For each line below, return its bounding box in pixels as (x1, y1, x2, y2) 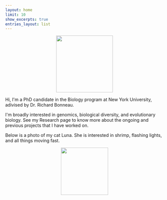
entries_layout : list (5, 21, 51, 27)
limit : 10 (5, 12, 26, 17)
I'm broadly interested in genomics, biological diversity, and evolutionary (5, 112, 156, 118)
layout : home (5, 7, 33, 13)
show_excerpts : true (5, 17, 49, 22)
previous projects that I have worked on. (5, 122, 89, 129)
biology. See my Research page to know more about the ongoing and (5, 117, 149, 123)
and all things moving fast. (5, 137, 60, 144)
